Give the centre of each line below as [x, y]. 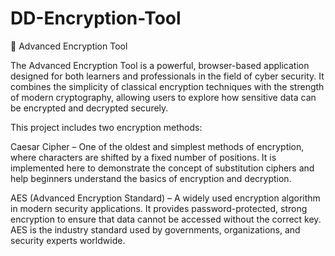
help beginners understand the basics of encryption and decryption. [151, 178]
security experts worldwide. [68, 240]
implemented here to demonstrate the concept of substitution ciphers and [162, 168]
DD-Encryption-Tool [96, 18]
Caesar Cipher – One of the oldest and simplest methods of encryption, [157, 146]
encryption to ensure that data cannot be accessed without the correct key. [166, 219]
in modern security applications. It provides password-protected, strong [159, 208]
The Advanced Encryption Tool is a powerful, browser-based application [160, 65]
